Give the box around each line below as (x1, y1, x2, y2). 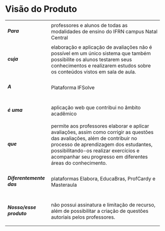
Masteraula (51, 181, 77, 188)
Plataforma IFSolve (51, 84, 95, 91)
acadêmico (51, 110, 77, 117)
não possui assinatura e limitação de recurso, (51, 201, 156, 208)
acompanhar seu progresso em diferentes (51, 154, 148, 161)
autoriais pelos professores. (51, 213, 115, 220)
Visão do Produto (5, 3, 77, 15)
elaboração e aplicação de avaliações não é (51, 44, 152, 51)
